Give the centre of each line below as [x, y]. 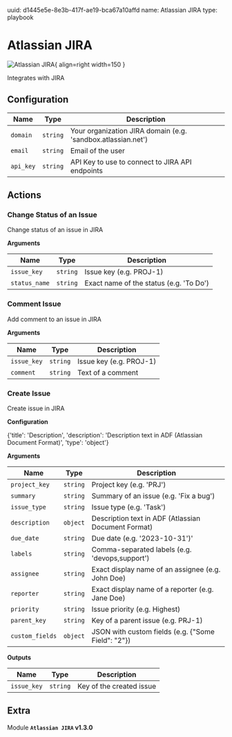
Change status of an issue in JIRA [55, 230]
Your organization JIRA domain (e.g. [129, 131]
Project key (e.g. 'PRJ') [129, 485]
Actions [24, 195]
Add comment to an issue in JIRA [55, 319]
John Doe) [109, 579]
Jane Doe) [108, 598]
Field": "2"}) [111, 641]
